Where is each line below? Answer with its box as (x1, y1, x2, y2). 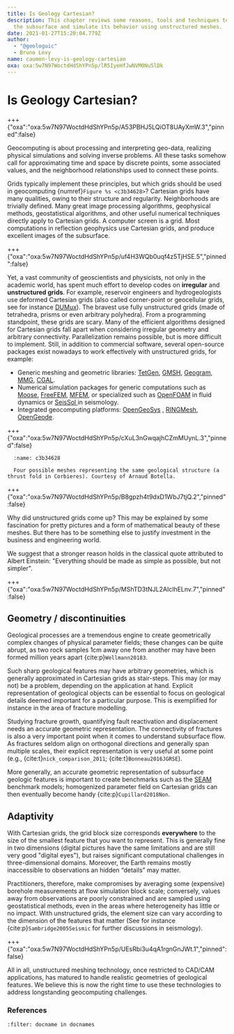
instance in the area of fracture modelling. (7, 704, 127, 712)
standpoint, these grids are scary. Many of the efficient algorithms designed (7, 317, 225, 326)
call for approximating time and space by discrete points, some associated (7, 158, 221, 167)
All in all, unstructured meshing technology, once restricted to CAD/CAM (7, 966, 214, 974)
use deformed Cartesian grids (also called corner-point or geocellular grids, (7, 295, 225, 304)
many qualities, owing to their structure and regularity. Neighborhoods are (7, 194, 219, 202)
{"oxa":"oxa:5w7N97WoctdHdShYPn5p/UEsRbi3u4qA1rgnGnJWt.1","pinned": (7, 945, 227, 953)
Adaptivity (7, 810, 54, 822)
